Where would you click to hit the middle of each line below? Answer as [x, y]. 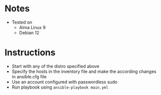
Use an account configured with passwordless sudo [64, 82]
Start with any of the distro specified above [55, 66]
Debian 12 [29, 32]
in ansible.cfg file [29, 76]
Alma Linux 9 [32, 27]
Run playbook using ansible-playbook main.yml [60, 87]
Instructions [30, 53]
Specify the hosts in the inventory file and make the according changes [84, 71]
